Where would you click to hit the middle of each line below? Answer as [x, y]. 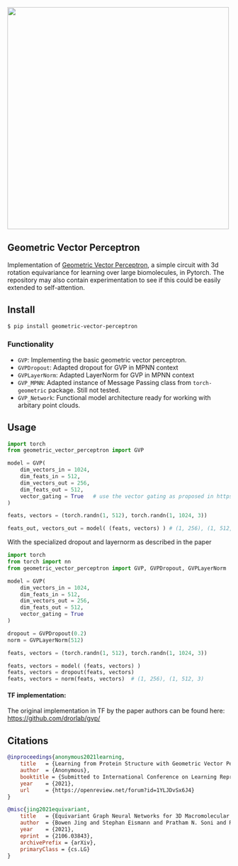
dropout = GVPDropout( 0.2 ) [47, 633]
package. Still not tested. [85, 390]
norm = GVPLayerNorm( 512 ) [45, 640]
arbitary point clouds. [49, 405]
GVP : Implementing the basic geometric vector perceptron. [102, 359]
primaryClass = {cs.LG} [55, 849]
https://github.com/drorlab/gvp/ [54, 718]
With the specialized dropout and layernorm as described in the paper [109, 542]
